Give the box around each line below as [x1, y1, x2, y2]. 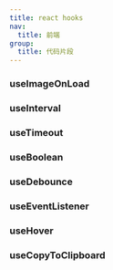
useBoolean [9, 151, 64, 163]
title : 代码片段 [17, 47, 75, 57]
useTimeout [9, 126, 64, 139]
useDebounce [9, 175, 73, 188]
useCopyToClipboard [9, 248, 107, 261]
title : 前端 [17, 30, 61, 39]
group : [9, 38, 35, 48]
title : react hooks [9, 13, 84, 23]
